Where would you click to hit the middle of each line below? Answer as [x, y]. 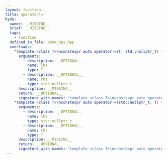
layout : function [23, 10]
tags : [15, 33]
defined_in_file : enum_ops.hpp [42, 42]
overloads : [21, 47]
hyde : [11, 19]
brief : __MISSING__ [30, 28]
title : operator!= [24, 14]
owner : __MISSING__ [30, 24]
